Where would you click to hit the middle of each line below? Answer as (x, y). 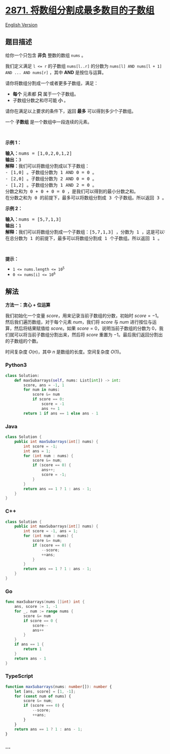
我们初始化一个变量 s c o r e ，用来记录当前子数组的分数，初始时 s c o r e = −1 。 (83, 316)
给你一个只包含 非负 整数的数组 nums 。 (46, 55)
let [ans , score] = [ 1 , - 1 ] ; (45, 691)
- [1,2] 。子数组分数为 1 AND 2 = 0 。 (51, 185)
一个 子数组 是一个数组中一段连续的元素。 (49, 122)
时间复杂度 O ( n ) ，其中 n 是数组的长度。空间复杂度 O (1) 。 (65, 352)
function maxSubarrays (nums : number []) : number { (59, 687)
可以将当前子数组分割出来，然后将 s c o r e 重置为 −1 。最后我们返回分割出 (88, 334)
